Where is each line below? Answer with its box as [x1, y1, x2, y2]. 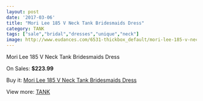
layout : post [6, 8, 39, 15]
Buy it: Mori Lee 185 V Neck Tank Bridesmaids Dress [6, 76, 137, 84]
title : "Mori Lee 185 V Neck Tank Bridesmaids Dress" [6, 20, 145, 26]
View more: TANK [6, 88, 50, 95]
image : [6, 37, 23, 43]
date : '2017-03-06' [6, 14, 56, 20]
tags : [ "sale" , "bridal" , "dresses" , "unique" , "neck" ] [6, 31, 139, 37]
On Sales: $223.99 [6, 65, 54, 72]
